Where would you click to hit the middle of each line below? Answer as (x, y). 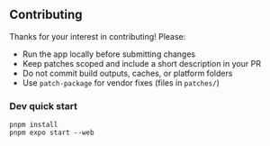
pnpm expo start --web (52, 133)
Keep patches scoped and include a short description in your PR (141, 63)
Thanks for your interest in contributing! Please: (98, 36)
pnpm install (34, 125)
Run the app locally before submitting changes (109, 54)
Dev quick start (44, 105)
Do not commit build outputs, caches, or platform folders (127, 73)
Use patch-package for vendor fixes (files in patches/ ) (121, 82)
